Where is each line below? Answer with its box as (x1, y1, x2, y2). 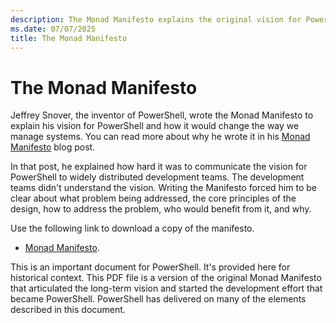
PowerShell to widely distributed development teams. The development (10, 171, 305, 183)
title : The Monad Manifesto (10, 33, 128, 43)
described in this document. (10, 304, 126, 316)
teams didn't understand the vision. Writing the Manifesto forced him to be (10, 182, 317, 194)
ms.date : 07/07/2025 (10, 24, 97, 34)
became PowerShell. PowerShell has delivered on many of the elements (10, 293, 307, 305)
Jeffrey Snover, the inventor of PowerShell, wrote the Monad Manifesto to (10, 109, 314, 121)
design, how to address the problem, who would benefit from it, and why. (10, 203, 312, 215)
